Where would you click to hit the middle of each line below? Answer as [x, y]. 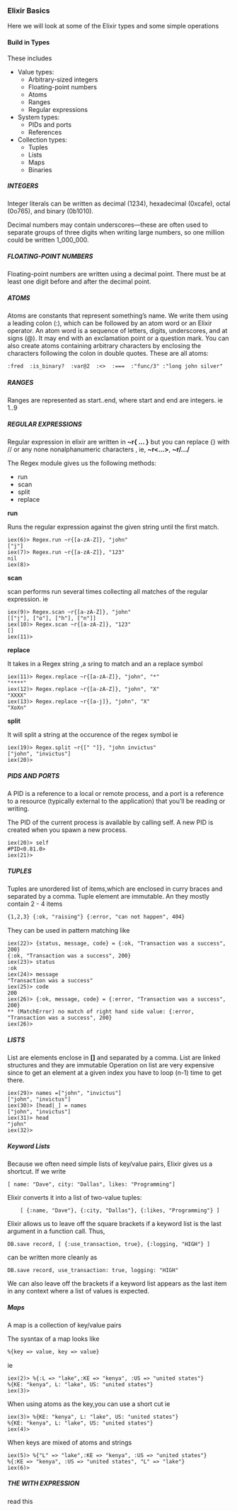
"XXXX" [17, 696]
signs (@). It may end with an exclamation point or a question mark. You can [118, 338]
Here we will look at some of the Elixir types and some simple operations [113, 26]
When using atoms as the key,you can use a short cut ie [89, 1404]
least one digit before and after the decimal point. [79, 281]
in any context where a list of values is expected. [79, 1291]
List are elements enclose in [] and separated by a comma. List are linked [114, 1057]
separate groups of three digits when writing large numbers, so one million [116, 232]
